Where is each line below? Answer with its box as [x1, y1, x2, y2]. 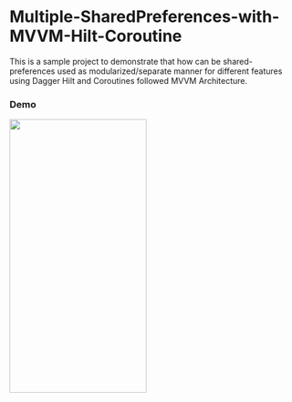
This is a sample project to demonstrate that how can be [9, 56, 222, 67]
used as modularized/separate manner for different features [57, 66, 283, 77]
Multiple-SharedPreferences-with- [9, 6, 280, 27]
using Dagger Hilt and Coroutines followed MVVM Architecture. [9, 75, 248, 86]
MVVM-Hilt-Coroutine [9, 26, 182, 46]
